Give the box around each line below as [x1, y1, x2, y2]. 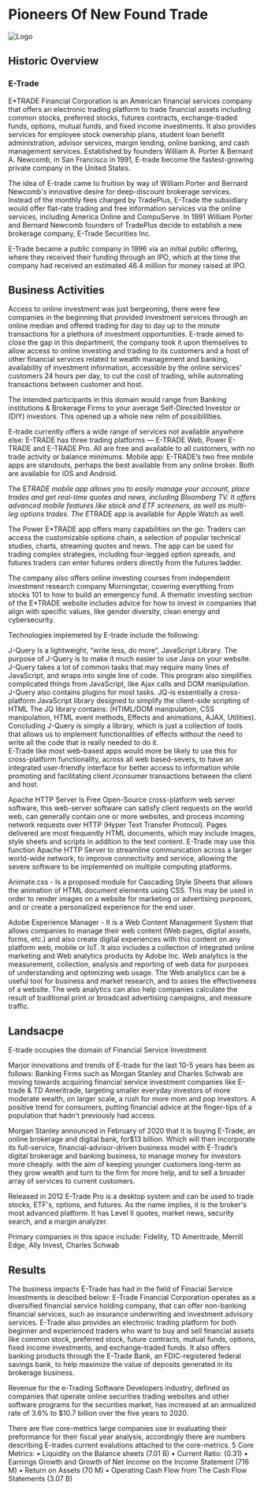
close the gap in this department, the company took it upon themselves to [8, 337, 248, 348]
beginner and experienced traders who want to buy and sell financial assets [8, 1326, 255, 1335]
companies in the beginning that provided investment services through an [8, 313, 248, 322]
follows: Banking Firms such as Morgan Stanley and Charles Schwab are [8, 1069, 244, 1078]
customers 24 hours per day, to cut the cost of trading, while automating [8, 371, 244, 381]
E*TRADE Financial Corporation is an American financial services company [8, 96, 252, 106]
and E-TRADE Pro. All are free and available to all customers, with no [32, 444, 255, 453]
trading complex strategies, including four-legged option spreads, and [8, 549, 236, 559]
